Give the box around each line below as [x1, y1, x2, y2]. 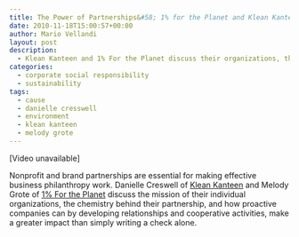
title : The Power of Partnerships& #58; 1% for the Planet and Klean [9, 12, 269, 22]
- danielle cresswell [17, 104, 98, 113]
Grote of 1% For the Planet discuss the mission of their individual [9, 188, 246, 200]
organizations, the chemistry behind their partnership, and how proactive [9, 198, 278, 209]
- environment [17, 112, 69, 121]
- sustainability [17, 79, 82, 88]
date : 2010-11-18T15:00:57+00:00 [9, 21, 133, 30]
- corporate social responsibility [17, 71, 149, 80]
